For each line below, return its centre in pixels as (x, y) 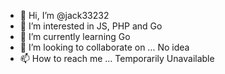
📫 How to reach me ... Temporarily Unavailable (117, 58)
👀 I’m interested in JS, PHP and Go (91, 26)
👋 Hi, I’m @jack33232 (64, 15)
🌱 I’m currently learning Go (75, 36)
